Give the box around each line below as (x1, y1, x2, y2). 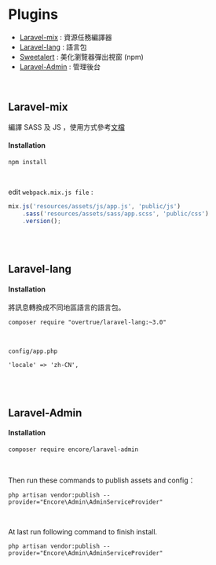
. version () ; (22, 217, 61, 225)
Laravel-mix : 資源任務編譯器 (19, 32, 112, 42)
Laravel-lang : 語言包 (19, 42, 88, 52)
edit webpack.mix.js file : (8, 187, 93, 196)
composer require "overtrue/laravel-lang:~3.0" (8, 318, 167, 327)
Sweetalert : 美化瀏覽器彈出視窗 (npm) (19, 52, 144, 61)
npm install (8, 158, 47, 166)
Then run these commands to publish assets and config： (8, 475, 196, 485)
